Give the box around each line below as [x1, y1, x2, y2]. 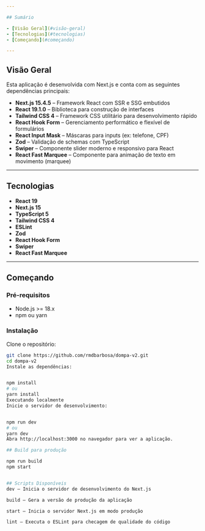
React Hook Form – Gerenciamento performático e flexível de [15, 119, 170, 126]
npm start [6, 464, 32, 471]
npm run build [6, 458, 43, 464]
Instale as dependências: [6, 364, 72, 370]
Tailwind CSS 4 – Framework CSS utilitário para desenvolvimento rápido [15, 112, 197, 120]
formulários [15, 125, 45, 133]
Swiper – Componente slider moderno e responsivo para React [15, 145, 174, 152]
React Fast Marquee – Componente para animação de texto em [15, 151, 176, 159]
